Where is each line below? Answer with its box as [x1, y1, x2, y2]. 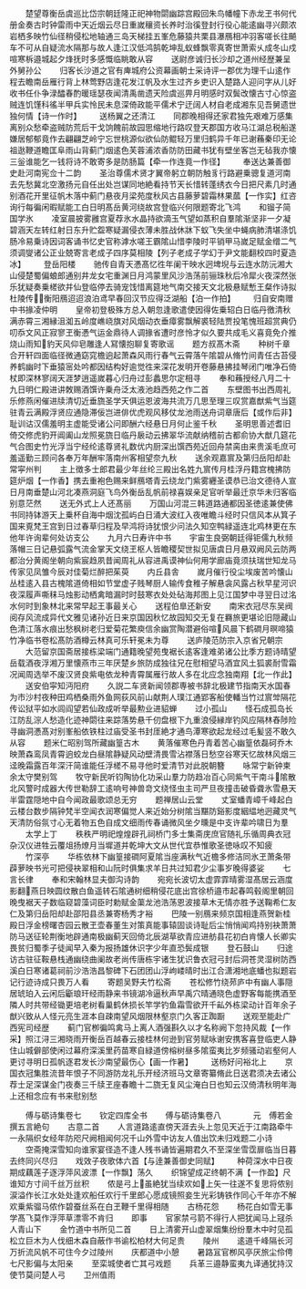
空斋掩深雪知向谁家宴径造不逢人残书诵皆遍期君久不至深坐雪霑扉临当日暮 [25, 1144, 297, 1155]
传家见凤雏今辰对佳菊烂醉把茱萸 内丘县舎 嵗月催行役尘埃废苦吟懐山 [9, 566, 293, 577]
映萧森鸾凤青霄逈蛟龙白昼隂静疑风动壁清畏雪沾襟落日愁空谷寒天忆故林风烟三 [9, 748, 297, 759]
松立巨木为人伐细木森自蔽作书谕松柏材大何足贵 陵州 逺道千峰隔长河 [9, 1235, 293, 1246]
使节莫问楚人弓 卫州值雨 [9, 1270, 116, 1280]
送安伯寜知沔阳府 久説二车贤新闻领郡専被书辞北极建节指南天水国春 [25, 680, 291, 691]
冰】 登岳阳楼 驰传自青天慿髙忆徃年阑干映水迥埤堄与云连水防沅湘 [9, 259, 285, 269]
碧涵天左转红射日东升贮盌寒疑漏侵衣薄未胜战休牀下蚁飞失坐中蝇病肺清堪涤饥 [9, 224, 297, 235]
